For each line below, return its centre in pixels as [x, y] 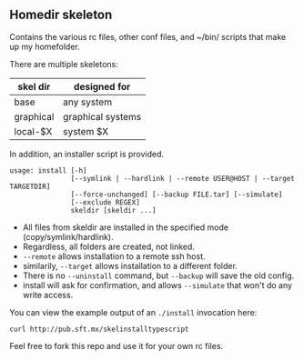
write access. [48, 295]
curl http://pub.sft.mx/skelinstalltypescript [99, 329]
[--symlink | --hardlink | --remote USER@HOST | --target [183, 178]
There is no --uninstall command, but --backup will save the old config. [158, 275]
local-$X [33, 131]
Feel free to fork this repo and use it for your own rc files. [117, 345]
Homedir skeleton [61, 15]
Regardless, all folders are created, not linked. [109, 246]
